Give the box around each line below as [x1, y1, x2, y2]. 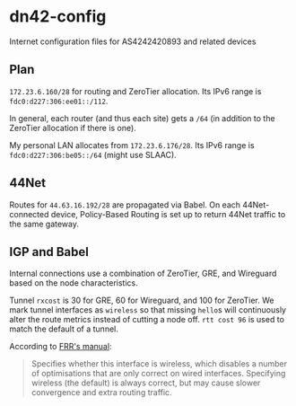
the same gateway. [9, 218, 79, 229]
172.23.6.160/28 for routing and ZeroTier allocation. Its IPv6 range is [9, 85, 262, 96]
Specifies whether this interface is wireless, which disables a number [30, 358, 288, 369]
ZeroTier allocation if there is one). [9, 122, 136, 133]
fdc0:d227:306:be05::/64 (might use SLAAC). [9, 149, 177, 160]
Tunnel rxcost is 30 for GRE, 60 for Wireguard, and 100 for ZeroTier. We [9, 295, 274, 306]
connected [9, 208, 49, 219]
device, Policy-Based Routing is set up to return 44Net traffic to [50, 208, 286, 219]
